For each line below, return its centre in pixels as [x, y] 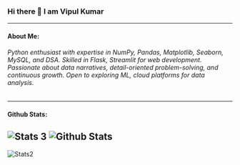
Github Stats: [27, 114]
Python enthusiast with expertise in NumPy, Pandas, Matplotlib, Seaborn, [115, 52]
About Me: [24, 36]
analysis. [21, 83]
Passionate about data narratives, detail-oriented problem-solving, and [113, 68]
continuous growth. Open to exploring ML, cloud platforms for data [106, 75]
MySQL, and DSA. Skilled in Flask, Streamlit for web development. [105, 60]
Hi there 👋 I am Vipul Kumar [56, 11]
